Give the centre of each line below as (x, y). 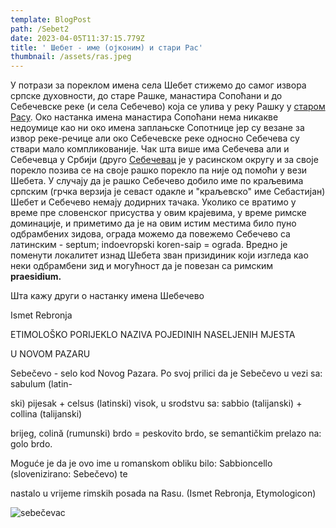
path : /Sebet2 (40, 29)
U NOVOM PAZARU (50, 354)
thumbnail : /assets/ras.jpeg (71, 57)
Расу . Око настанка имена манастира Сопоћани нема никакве (144, 117)
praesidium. (36, 277)
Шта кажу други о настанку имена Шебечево (107, 296)
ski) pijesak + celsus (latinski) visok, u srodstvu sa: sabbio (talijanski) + (156, 403)
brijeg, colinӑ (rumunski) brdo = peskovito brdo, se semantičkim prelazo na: (166, 433)
